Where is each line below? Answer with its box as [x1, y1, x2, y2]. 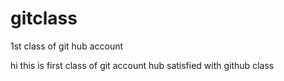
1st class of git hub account [10, 40, 124, 52]
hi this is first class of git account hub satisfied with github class [10, 59, 275, 71]
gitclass [10, 7, 78, 30]
